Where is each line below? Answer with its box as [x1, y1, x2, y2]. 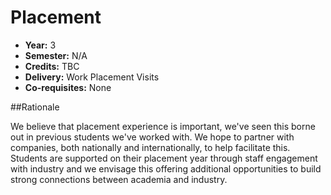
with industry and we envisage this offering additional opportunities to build [10, 162, 322, 175]
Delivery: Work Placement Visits [24, 71, 160, 83]
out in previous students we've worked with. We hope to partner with [10, 131, 295, 143]
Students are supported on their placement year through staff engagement [10, 152, 318, 164]
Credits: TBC [24, 60, 80, 72]
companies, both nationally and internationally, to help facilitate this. [10, 141, 291, 153]
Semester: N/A [24, 49, 88, 61]
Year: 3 [24, 39, 57, 51]
